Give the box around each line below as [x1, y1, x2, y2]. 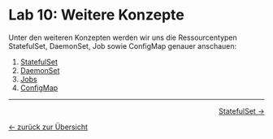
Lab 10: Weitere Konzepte [8, 6, 185, 24]
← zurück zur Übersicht [8, 122, 88, 132]
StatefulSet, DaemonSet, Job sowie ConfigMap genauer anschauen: [8, 41, 237, 50]
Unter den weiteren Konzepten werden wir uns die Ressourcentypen [8, 33, 237, 42]
